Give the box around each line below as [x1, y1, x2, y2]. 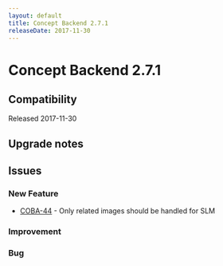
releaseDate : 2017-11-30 [8, 26, 91, 34]
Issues [8, 165, 42, 178]
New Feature [8, 189, 59, 200]
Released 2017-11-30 [8, 113, 77, 124]
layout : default [8, 11, 62, 20]
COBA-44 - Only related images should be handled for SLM [19, 206, 216, 216]
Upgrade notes [8, 137, 84, 150]
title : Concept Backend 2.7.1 [8, 19, 109, 27]
